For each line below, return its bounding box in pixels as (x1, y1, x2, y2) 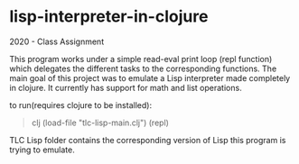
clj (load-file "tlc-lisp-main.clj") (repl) (31, 117, 170, 128)
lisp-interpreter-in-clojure (9, 6, 209, 27)
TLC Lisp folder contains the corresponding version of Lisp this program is (9, 134, 286, 145)
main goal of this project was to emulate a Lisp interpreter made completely (9, 72, 291, 83)
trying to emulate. (9, 144, 75, 155)
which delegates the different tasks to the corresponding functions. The (9, 63, 277, 74)
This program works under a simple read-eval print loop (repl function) (9, 53, 273, 64)
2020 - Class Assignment (9, 36, 105, 47)
